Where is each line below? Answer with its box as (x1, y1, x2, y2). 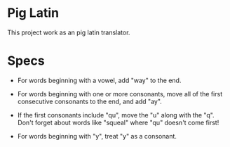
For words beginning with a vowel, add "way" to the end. (17, 76, 182, 84)
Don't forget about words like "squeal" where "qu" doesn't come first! (17, 118, 219, 127)
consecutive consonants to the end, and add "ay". (17, 97, 163, 106)
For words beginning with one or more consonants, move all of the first (17, 89, 223, 98)
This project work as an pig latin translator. (7, 28, 130, 37)
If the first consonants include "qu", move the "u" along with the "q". (17, 110, 215, 119)
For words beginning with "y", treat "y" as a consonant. (17, 132, 177, 140)
